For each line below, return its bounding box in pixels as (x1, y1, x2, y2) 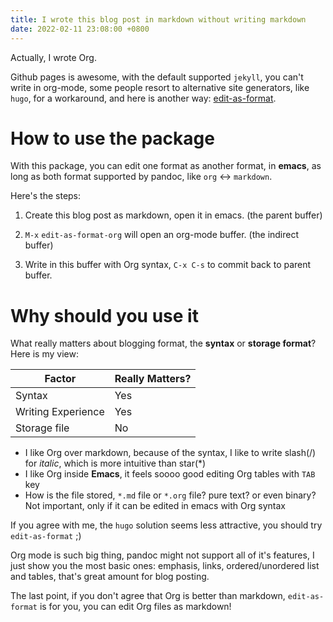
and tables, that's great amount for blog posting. (10, 571, 210, 583)
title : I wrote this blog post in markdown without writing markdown (10, 14, 307, 25)
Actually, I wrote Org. (10, 51, 97, 63)
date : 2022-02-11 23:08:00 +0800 (10, 24, 150, 34)
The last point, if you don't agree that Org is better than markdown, (10, 590, 286, 602)
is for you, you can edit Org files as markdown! (39, 601, 232, 613)
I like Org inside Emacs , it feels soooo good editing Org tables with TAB (24, 468, 316, 480)
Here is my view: (10, 348, 79, 360)
